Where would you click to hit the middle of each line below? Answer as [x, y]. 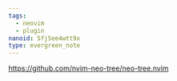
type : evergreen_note [44, 46]
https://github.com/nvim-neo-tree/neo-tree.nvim [89, 68]
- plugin [30, 30]
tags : [17, 16]
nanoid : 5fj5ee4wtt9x [44, 38]
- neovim [30, 23]
